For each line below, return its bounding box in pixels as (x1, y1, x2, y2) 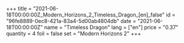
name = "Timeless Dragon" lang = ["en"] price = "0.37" (44, 24, 179, 31)
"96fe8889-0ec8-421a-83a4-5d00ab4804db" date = (6, 18, 137, 24)
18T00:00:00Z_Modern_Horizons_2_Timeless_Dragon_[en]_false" (6, 11, 165, 18)
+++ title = (6, 5, 32, 12)
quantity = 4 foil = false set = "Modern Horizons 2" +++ (6, 30, 142, 37)
